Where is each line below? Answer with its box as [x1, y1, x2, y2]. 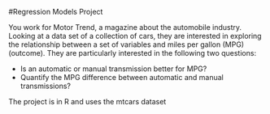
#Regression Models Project [8, 7, 103, 16]
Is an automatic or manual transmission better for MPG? [20, 64, 207, 74]
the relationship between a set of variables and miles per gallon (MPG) [8, 40, 245, 49]
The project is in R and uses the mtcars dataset [8, 97, 167, 106]
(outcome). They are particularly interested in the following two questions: [8, 49, 257, 57]
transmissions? [20, 81, 72, 91]
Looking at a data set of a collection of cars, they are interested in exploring [8, 32, 262, 40]
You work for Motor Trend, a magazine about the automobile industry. [8, 23, 242, 32]
